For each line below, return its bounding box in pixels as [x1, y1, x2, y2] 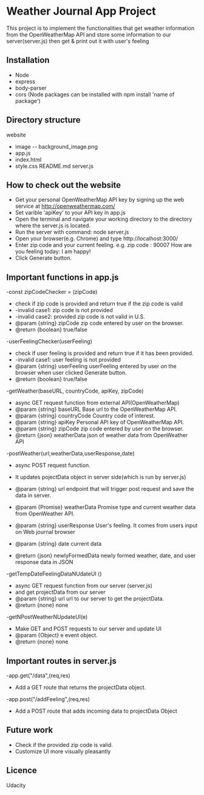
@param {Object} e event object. [15, 632, 98, 639]
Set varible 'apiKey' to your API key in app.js [15, 209, 126, 216]
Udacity [6, 782, 26, 789]
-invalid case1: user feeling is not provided [15, 356, 121, 363]
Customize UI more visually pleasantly [15, 747, 111, 755]
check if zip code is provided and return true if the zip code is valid [15, 300, 183, 307]
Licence [6, 765, 38, 775]
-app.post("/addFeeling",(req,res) [6, 696, 90, 702]
